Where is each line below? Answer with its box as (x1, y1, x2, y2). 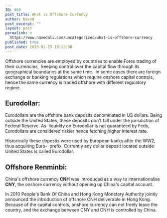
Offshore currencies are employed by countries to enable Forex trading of (5, 58, 157, 64)
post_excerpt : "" (5, 21, 41, 26)
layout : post (5, 26, 32, 31)
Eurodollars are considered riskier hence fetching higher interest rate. (5, 128, 148, 134)
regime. (5, 84, 21, 90)
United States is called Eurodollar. (5, 148, 74, 155)
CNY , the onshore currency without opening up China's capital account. (5, 182, 154, 188)
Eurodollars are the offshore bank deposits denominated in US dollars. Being (5, 112, 163, 118)
